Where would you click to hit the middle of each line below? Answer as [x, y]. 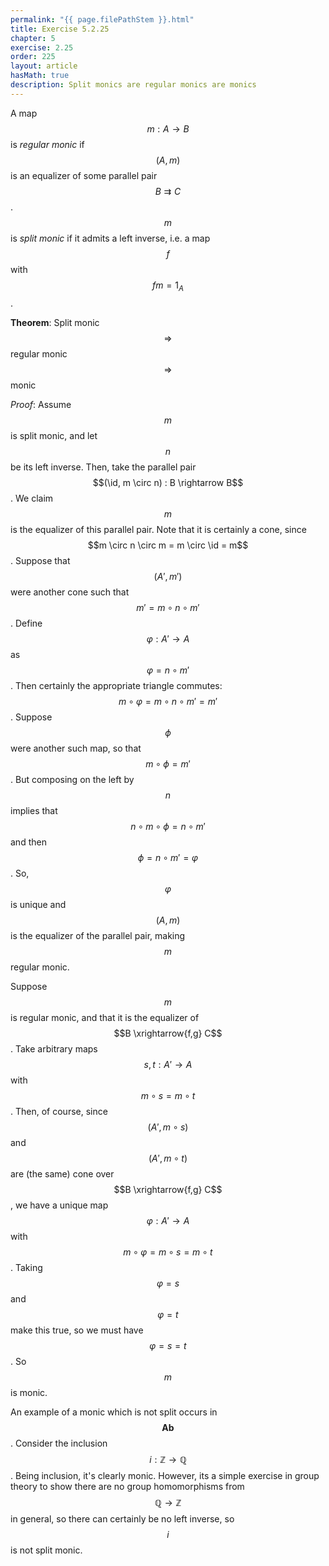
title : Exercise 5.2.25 [60, 29]
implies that [34, 810]
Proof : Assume [41, 404]
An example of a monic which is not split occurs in [114, 1412]
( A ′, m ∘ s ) [168, 1127]
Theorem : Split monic [55, 322]
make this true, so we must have [77, 1330]
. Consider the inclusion [59, 1443]
